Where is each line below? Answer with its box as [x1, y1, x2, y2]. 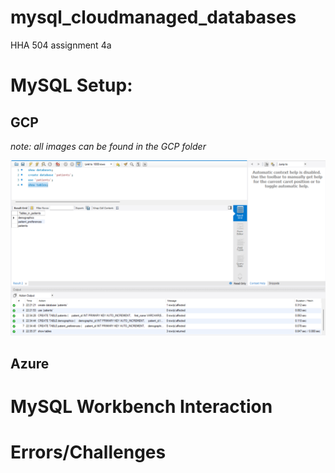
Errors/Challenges [10, 441, 167, 464]
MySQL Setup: [10, 74, 133, 97]
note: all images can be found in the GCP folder [10, 140, 207, 152]
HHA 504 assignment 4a [10, 39, 112, 51]
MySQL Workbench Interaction [10, 396, 273, 418]
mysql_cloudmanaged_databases [10, 6, 297, 29]
